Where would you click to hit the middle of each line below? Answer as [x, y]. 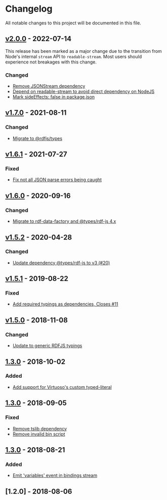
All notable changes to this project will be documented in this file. [73, 23]
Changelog [29, 9]
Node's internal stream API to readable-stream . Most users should [74, 56]
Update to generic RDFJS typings [47, 346]
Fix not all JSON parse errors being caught [57, 180]
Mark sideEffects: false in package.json [54, 97]
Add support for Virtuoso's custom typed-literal [62, 387]
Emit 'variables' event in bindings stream [55, 476]
